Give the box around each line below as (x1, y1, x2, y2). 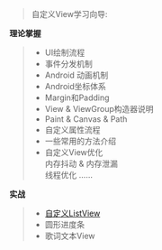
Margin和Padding (44, 92, 110, 103)
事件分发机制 (44, 59, 93, 69)
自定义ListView (44, 208, 101, 218)
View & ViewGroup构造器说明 (44, 104, 155, 114)
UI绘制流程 (44, 47, 85, 58)
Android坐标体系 (44, 81, 106, 91)
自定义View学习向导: (31, 9, 108, 19)
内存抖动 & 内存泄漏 (44, 158, 119, 169)
